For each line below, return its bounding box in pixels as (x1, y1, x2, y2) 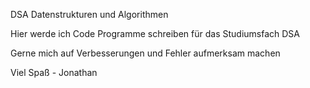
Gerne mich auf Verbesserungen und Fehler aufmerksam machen (10, 47, 281, 59)
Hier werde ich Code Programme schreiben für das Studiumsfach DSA (10, 28, 301, 39)
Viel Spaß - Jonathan (10, 67, 98, 78)
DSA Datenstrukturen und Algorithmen (10, 9, 169, 20)
